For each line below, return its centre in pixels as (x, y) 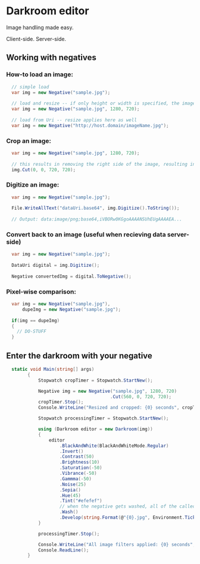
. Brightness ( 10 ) (79, 462)
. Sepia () (70, 490)
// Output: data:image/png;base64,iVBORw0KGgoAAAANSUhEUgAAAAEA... (97, 219)
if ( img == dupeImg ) (36, 320)
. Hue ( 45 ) (70, 495)
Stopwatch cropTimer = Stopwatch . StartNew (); (95, 380)
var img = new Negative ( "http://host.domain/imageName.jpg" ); (90, 125)
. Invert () (71, 451)
